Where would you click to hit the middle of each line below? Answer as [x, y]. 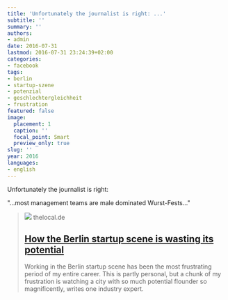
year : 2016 [23, 157]
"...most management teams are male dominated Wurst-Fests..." [99, 202]
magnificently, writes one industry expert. [84, 289]
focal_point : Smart [42, 137]
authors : [20, 33]
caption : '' [31, 130]
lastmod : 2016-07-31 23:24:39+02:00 [60, 53]
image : [17, 117]
